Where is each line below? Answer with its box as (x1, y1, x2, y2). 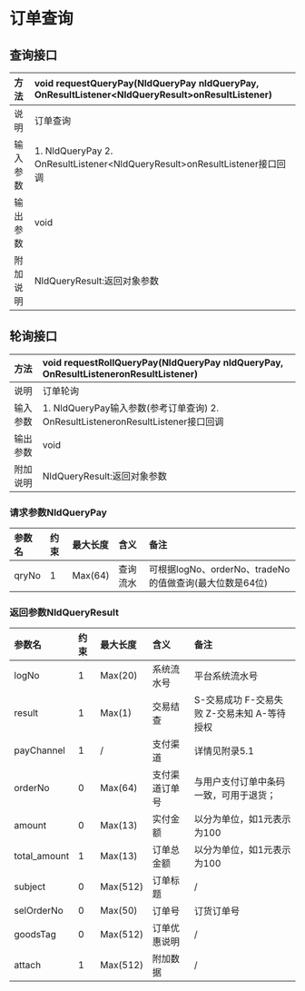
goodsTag (14, 928, 57, 941)
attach (14, 959, 42, 972)
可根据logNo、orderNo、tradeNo (148, 563, 290, 576)
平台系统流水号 (193, 669, 259, 682)
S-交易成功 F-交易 (193, 694, 275, 707)
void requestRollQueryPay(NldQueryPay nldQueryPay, (42, 356, 284, 369)
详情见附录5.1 (193, 745, 254, 758)
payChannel (14, 744, 65, 757)
